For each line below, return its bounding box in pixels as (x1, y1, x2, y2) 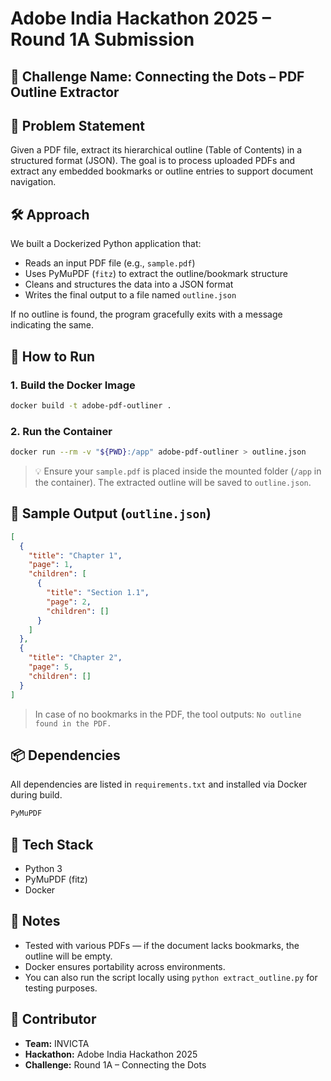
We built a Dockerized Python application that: (10, 238, 202, 250)
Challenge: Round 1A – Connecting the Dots (24, 1058, 207, 1071)
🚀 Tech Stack (10, 836, 94, 853)
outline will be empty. (24, 950, 113, 962)
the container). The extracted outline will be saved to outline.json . (34, 476, 312, 488)
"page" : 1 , (28, 560, 74, 570)
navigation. (10, 176, 57, 188)
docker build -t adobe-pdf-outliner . (10, 400, 172, 411)
